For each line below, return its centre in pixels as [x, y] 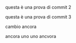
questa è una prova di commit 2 [38, 7]
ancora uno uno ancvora [31, 36]
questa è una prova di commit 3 [39, 17]
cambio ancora [21, 26]
